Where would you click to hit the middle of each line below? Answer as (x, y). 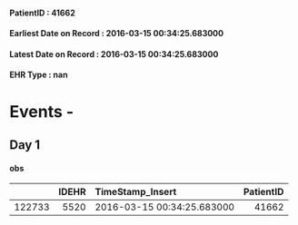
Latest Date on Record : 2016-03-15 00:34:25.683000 (114, 54)
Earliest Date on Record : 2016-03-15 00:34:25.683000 (117, 34)
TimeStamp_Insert (136, 192)
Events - (42, 111)
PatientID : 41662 (42, 13)
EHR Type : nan (39, 75)
